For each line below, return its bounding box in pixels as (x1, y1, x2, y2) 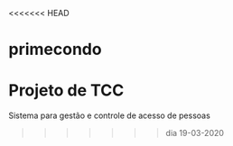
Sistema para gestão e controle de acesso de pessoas (8, 110, 211, 121)
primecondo (8, 40, 102, 59)
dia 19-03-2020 (165, 128, 225, 139)
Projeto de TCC (8, 80, 125, 101)
